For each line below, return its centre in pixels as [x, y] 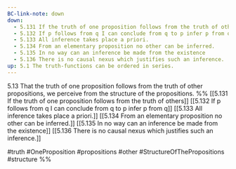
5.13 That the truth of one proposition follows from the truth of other [105, 86]
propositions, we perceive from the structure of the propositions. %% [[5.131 [118, 93]
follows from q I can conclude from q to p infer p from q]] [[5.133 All [105, 108]
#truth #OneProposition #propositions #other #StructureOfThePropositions [116, 151]
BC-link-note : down [36, 14]
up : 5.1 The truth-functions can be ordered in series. [91, 66]
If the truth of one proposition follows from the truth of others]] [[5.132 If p [114, 101]
